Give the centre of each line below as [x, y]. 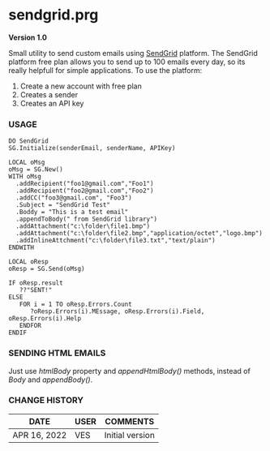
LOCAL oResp [28, 262]
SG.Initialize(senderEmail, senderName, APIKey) [92, 148]
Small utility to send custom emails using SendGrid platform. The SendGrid [133, 53]
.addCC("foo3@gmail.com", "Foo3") [74, 198]
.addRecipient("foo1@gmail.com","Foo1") [85, 184]
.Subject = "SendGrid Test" [63, 205]
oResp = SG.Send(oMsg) [47, 269]
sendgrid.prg [54, 15]
